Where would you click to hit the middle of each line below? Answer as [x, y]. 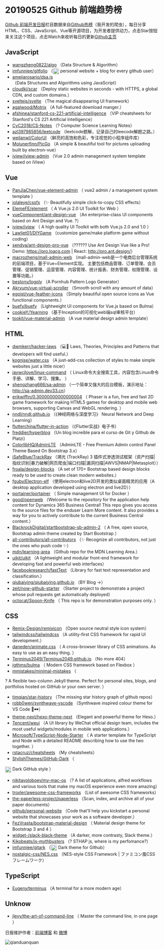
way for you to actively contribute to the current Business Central [78, 515]
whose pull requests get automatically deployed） [62, 594]
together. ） [24, 746]
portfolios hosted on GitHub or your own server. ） [56, 687]
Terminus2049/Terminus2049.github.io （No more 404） [70, 659]
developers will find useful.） [41, 354]
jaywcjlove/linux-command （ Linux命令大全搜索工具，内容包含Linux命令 [85, 372]
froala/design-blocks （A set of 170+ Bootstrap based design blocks [81, 469]
